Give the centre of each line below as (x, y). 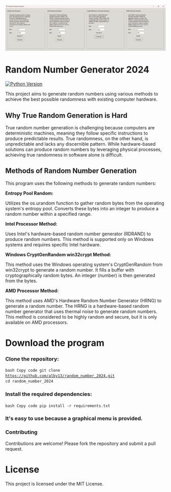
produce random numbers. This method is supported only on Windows (80, 239)
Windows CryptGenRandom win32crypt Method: (58, 254)
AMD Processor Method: (32, 290)
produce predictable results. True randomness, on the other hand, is (77, 138)
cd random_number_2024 (29, 382)
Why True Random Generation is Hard (66, 115)
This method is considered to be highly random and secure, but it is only (81, 317)
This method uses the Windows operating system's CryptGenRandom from (84, 264)
